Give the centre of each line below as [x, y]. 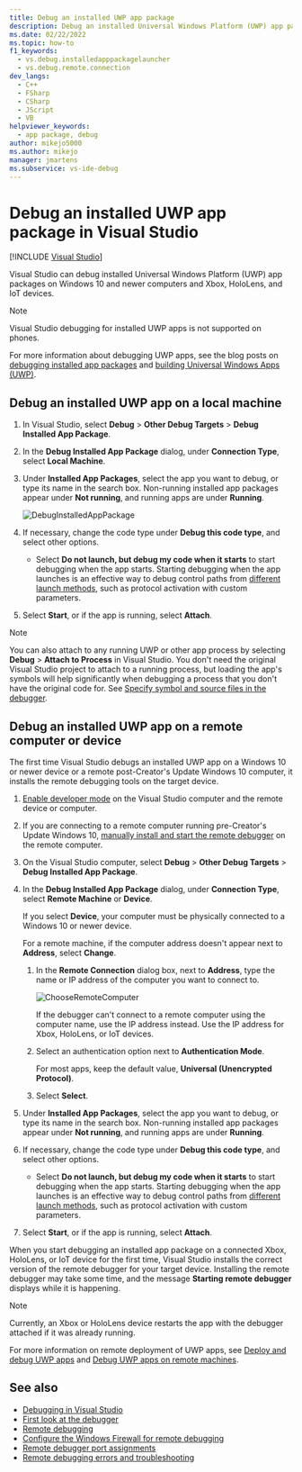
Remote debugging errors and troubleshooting [108, 1457]
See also [34, 1388]
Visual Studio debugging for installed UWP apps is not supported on [136, 329]
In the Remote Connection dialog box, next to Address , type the [155, 970]
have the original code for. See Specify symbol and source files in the [138, 689]
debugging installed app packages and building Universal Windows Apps [145, 365]
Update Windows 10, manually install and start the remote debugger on [154, 835]
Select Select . [62, 1096]
